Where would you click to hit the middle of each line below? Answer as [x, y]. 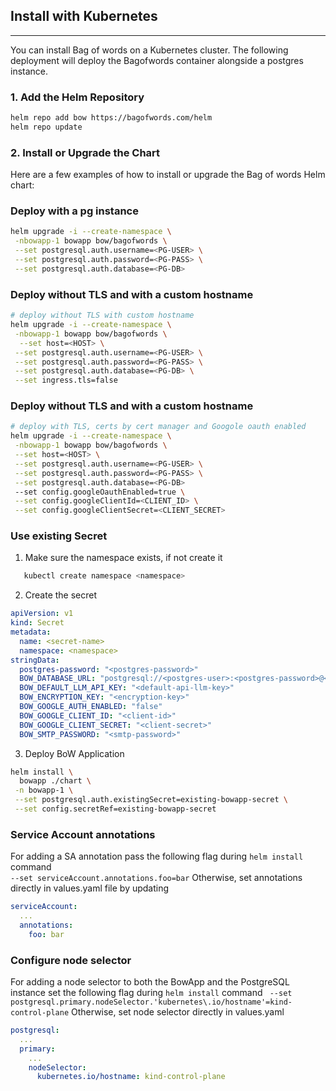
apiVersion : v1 [42, 614]
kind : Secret [37, 623]
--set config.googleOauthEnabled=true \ [100, 492]
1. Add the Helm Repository [77, 97]
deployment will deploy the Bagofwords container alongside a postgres [157, 60]
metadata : [31, 632]
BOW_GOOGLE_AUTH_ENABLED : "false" [91, 707]
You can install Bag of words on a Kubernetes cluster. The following [149, 50]
